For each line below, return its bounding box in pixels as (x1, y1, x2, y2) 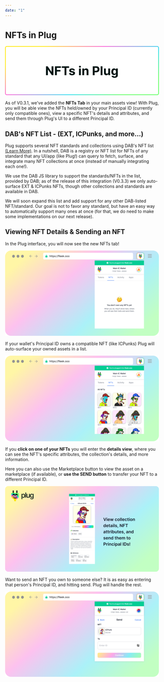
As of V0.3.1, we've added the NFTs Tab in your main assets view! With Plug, (5, 100, 159, 106)
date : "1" (5, 8, 25, 13)
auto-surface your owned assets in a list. (5, 346, 87, 352)
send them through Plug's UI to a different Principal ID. (5, 115, 115, 122)
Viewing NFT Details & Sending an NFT (5, 228, 125, 236)
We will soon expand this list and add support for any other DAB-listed (5, 198, 146, 204)
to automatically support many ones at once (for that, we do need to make (5, 208, 154, 215)
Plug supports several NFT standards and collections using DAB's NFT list (5, 143, 154, 149)
